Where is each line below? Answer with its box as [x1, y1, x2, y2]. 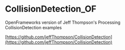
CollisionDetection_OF [5, 3, 97, 15]
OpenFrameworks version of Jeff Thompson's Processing [5, 19, 121, 25]
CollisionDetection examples [5, 24, 62, 30]
